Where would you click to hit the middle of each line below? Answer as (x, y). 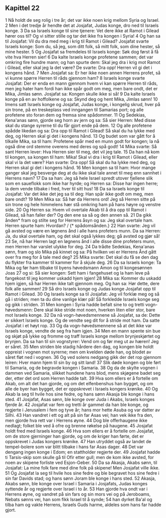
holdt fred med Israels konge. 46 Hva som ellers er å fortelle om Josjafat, (80, 431)
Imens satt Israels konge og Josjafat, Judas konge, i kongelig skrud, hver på (83, 104)
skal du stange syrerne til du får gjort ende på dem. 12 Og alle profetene (79, 125)
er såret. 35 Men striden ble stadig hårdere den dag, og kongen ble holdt (79, 346)
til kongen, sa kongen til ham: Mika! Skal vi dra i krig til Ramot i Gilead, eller (81, 157)
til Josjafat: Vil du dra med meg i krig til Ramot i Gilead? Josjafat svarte (77, 41)
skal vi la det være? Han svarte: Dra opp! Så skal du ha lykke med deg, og (80, 162)
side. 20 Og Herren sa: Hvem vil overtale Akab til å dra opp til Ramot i (76, 210)
